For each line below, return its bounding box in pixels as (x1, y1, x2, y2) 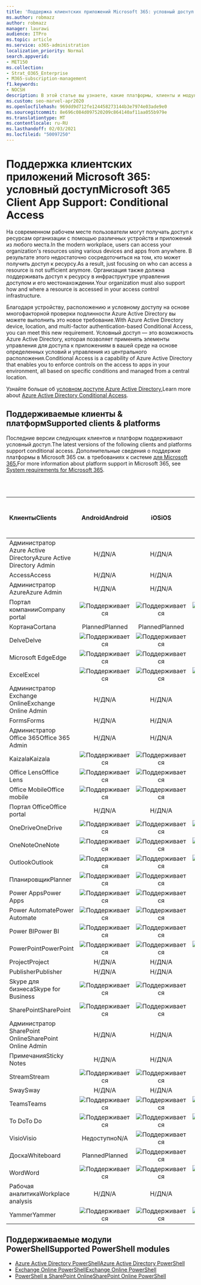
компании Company (9, 605, 66, 614)
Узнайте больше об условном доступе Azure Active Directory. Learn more (6, 385, 191, 392)
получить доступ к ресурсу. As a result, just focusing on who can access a (6, 260, 193, 267)
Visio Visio (9, 1134, 37, 1142)
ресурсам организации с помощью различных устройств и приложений (6, 235, 192, 242)
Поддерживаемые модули (6, 1235, 112, 1245)
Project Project (9, 957, 50, 966)
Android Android (81, 514, 129, 522)
